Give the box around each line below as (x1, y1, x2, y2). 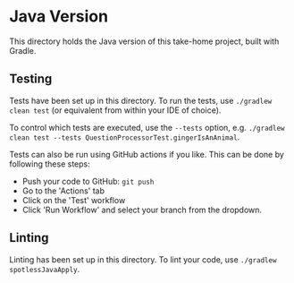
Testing (9, 72, 53, 87)
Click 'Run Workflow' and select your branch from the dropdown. (21, 204, 262, 215)
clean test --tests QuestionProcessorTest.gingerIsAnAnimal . (9, 132, 240, 142)
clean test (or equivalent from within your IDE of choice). (9, 105, 222, 116)
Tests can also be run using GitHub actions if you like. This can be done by (9, 149, 284, 159)
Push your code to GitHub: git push (21, 176, 155, 186)
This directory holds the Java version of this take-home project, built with (9, 36, 280, 47)
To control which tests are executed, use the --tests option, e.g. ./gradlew (9, 122, 285, 133)
